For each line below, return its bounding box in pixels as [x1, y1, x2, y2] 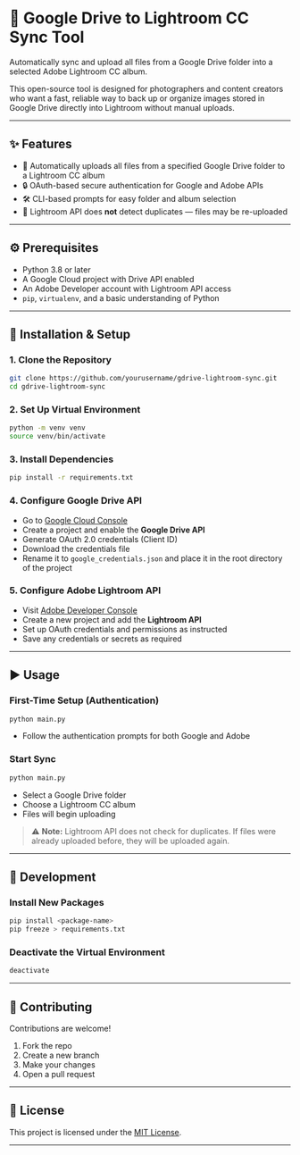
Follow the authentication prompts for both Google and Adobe [21, 731, 251, 741]
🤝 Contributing [9, 1000, 93, 1015]
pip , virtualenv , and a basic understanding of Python [21, 292, 221, 303]
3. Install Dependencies [9, 453, 114, 465]
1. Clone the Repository [9, 353, 112, 365]
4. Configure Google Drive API [9, 495, 143, 507]
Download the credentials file [21, 543, 130, 554]
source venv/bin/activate [9, 432, 105, 441]
